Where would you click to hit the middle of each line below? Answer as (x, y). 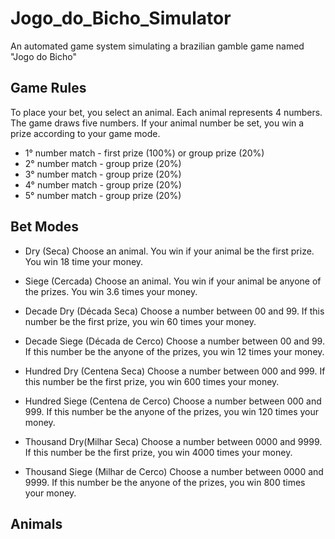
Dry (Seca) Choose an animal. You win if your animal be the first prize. (169, 251)
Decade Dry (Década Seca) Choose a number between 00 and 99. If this (174, 311)
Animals (36, 523)
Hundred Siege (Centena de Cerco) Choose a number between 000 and (173, 401)
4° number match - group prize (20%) (103, 184)
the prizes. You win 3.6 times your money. (111, 291)
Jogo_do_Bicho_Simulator (121, 18)
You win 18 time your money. (84, 261)
